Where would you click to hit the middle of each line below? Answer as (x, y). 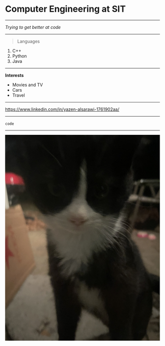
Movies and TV (27, 85)
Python (19, 56)
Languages (28, 41)
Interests (14, 75)
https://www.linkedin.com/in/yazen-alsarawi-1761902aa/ (62, 109)
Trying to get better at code (33, 27)
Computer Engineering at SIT (66, 9)
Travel (19, 95)
